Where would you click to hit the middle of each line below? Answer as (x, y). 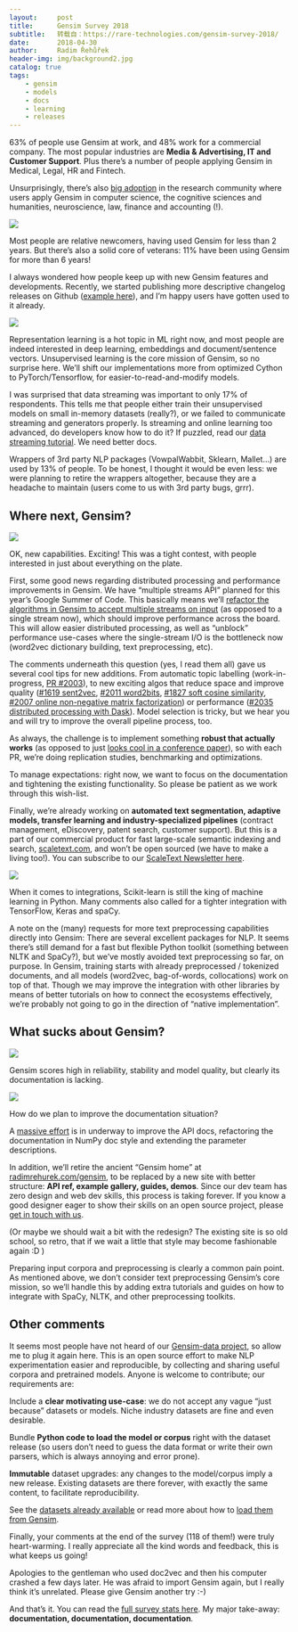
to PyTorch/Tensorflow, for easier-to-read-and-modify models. (125, 377)
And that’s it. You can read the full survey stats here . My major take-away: (145, 1609)
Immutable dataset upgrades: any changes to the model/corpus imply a (141, 1473)
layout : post (41, 17)
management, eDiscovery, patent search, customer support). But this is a (143, 829)
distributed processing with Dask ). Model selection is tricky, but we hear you (149, 711)
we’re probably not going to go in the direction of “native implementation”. (145, 1004)
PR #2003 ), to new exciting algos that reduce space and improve (165, 683)
